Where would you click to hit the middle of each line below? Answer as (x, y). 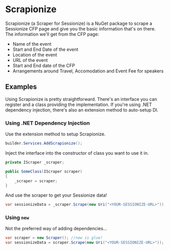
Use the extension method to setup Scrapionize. (55, 134)
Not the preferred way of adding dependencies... (56, 229)
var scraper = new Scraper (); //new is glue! (54, 238)
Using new (17, 218)
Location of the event (35, 55)
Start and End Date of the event (45, 49)
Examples (21, 87)
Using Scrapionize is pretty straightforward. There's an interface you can (81, 99)
